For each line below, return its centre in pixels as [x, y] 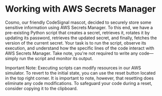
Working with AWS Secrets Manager [81, 9]
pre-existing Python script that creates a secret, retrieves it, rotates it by [77, 32]
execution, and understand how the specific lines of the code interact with [80, 48]
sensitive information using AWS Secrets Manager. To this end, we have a [79, 27]
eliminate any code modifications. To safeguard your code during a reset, [79, 83]
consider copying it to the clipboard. [41, 88]
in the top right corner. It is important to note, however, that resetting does [79, 78]
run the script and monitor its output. [56, 58]
